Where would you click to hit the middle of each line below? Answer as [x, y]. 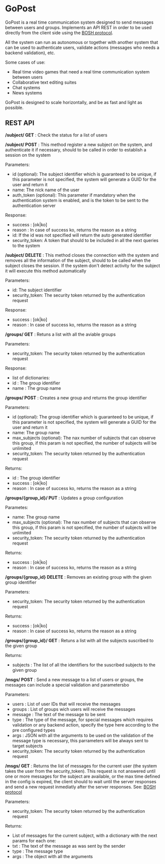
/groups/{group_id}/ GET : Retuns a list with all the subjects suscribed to [79, 640]
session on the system [28, 155]
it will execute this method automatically [46, 271]
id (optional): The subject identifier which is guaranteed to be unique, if [84, 174]
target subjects [28, 746]
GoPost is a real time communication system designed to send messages [79, 22]
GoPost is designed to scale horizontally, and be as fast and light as [74, 102]
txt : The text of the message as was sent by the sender [69, 846]
